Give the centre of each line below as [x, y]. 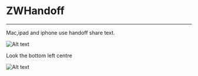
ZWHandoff [35, 11]
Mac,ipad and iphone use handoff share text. [61, 32]
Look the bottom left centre [39, 55]
